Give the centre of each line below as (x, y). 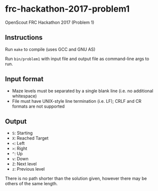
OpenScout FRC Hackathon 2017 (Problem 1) (50, 22)
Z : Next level (24, 164)
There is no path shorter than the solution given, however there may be (76, 178)
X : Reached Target (30, 138)
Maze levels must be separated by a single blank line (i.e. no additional (83, 91)
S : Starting (22, 133)
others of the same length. (32, 184)
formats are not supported (38, 106)
